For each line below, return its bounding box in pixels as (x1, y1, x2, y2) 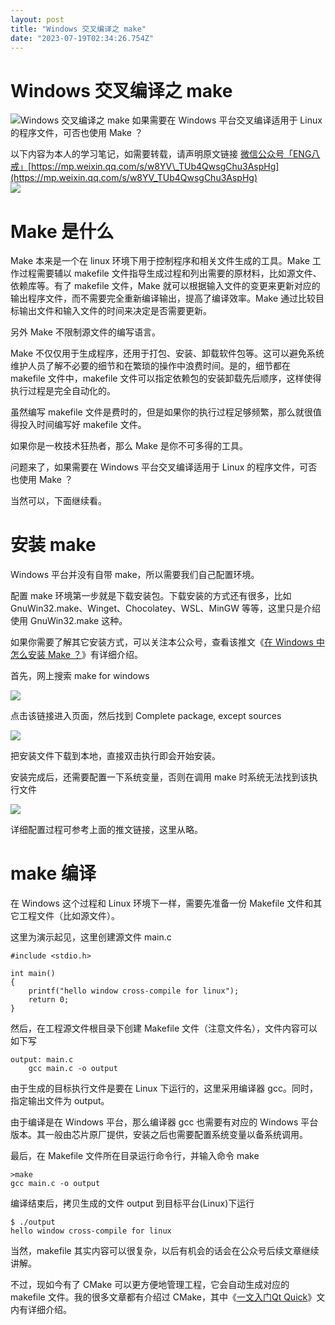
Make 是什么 (10, 220, 115, 243)
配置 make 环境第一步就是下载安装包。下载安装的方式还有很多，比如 (10, 590, 292, 602)
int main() (10, 969, 56, 979)
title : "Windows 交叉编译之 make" (10, 24, 147, 34)
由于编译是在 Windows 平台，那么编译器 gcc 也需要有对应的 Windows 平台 (10, 1116, 319, 1128)
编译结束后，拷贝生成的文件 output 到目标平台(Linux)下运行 (10, 1197, 255, 1210)
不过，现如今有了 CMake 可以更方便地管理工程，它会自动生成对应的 (10, 1279, 290, 1291)
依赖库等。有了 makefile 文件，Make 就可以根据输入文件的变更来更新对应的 (10, 280, 321, 292)
